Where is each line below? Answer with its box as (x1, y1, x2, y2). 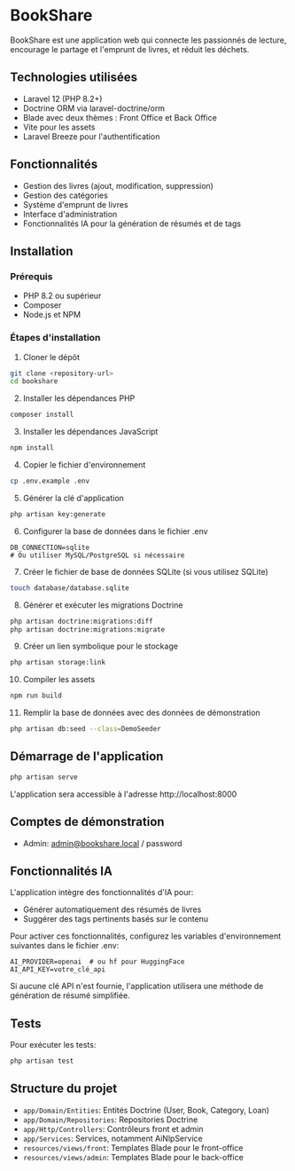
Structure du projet (10, 1081, 118, 1096)
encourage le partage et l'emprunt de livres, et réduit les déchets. (10, 43, 250, 54)
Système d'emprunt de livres (22, 199, 128, 209)
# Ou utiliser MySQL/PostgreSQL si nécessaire (10, 551, 185, 560)
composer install (10, 410, 74, 420)
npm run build (10, 691, 63, 701)
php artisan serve (10, 773, 78, 782)
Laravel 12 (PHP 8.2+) (22, 93, 103, 104)
